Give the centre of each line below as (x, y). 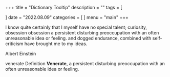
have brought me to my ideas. (56, 44)
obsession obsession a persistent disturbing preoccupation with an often (82, 33)
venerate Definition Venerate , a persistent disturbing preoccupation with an (85, 63)
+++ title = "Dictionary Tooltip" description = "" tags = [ (64, 7)
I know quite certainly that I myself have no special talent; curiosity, (76, 27)
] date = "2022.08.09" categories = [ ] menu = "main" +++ (67, 17)
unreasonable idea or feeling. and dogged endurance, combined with (78, 38)
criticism (14, 44)
